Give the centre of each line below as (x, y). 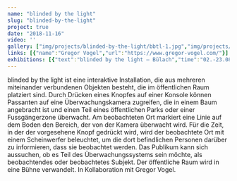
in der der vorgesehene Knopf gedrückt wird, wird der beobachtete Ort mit (116, 132)
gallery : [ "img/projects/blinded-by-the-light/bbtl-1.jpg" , (98, 46)
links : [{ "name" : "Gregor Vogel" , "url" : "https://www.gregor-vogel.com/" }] (118, 54)
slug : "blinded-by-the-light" (52, 20)
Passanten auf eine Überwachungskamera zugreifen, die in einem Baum (112, 102)
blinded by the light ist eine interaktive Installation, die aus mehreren (107, 80)
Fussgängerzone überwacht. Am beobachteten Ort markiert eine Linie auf (115, 117)
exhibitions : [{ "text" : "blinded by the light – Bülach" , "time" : (104, 60)
